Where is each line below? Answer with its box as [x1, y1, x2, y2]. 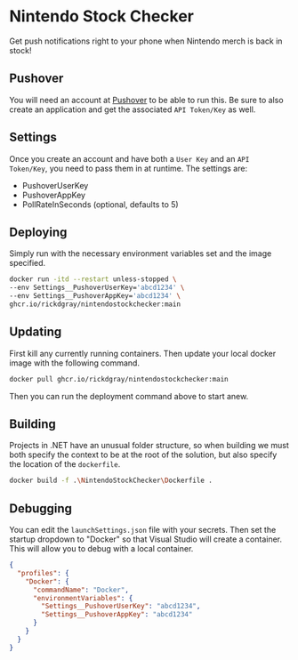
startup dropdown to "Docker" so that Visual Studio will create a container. [9, 534, 283, 544]
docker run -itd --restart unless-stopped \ [9, 275, 177, 284]
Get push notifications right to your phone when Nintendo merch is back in [9, 36, 283, 46]
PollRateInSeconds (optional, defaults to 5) [21, 198, 180, 210]
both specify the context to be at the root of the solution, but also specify [9, 449, 278, 460]
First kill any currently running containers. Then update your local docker [9, 348, 277, 358]
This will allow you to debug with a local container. [9, 543, 194, 554]
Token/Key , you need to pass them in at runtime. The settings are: [9, 163, 247, 173]
